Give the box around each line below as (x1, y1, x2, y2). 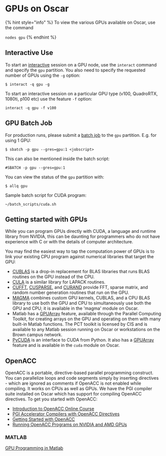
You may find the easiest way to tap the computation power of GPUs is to (5, 248, 155, 254)
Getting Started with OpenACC (12, 416, 75, 422)
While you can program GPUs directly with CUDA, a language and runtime (5, 228, 156, 234)
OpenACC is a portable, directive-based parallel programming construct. (5, 370, 154, 376)
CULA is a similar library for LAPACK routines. (12, 279, 106, 285)
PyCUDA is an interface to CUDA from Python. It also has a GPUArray (12, 337, 155, 343)
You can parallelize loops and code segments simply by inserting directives (5, 375, 159, 381)
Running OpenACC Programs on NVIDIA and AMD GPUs (12, 422, 127, 428)
